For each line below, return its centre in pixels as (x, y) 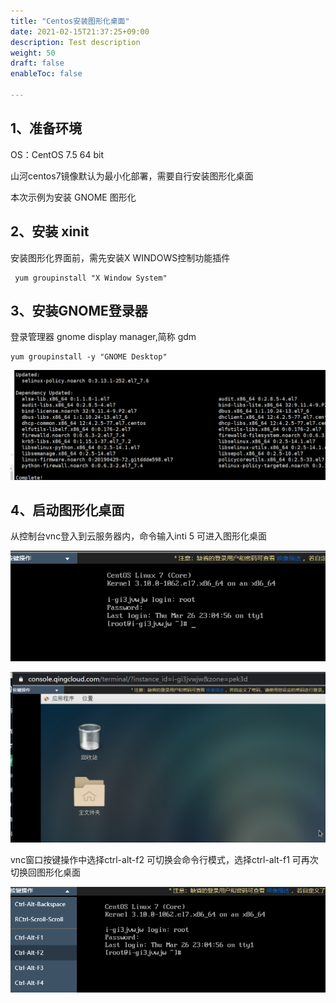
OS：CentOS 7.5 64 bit (57, 154)
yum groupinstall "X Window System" (91, 278)
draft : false (37, 63)
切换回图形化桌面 (45, 872)
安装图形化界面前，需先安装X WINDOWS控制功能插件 (120, 257)
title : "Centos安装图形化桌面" (70, 21)
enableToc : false (46, 74)
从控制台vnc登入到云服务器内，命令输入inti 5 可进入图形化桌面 (138, 536)
